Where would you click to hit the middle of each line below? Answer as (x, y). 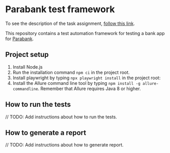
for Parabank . (20, 39)
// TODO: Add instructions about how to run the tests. (61, 117)
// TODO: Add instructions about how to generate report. (64, 145)
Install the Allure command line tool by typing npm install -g (77, 83)
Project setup (27, 55)
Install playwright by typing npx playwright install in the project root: (87, 78)
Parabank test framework (60, 9)
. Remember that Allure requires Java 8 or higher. (89, 88)
